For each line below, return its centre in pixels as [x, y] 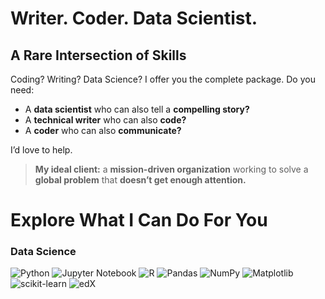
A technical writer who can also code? [105, 120]
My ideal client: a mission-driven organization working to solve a [171, 169]
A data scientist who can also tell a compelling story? [137, 109]
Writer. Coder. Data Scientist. [134, 18]
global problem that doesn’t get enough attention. [140, 180]
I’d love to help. [41, 150]
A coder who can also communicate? [103, 130]
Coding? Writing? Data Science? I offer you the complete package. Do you [163, 79]
